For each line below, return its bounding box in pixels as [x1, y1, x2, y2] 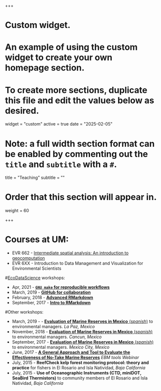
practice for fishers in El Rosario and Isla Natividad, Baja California [12, 365, 146, 371]
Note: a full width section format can [5, 138, 155, 149]
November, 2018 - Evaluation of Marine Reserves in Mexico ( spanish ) [12, 329, 153, 335]
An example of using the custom [5, 42, 138, 53]
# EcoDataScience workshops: [5, 275, 65, 281]
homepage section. [5, 63, 85, 73]
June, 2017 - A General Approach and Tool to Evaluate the [12, 349, 131, 355]
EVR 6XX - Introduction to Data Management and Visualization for [12, 260, 144, 266]
